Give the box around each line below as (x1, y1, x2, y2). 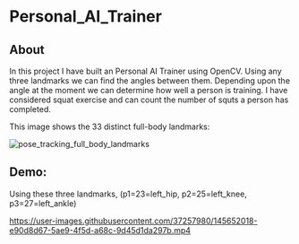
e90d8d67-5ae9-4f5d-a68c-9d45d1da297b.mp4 (9, 224, 191, 235)
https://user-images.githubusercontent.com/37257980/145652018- (9, 215, 258, 226)
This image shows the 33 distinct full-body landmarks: (9, 121, 210, 132)
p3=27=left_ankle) (9, 197, 77, 208)
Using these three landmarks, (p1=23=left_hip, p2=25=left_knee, (9, 188, 248, 199)
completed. (9, 104, 51, 114)
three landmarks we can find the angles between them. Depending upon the (9, 75, 291, 86)
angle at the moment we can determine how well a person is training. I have (9, 85, 288, 95)
